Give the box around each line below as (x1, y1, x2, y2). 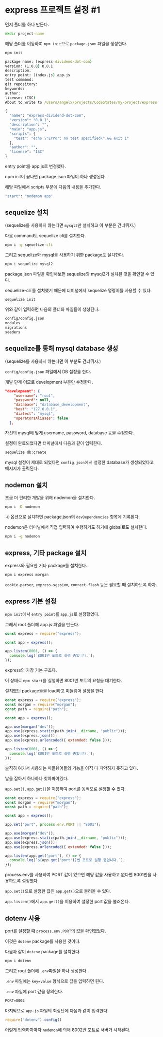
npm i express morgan (5, 572, 49, 577)
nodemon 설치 (5, 481, 48, 489)
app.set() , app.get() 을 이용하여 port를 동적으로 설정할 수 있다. (5, 786, 126, 792)
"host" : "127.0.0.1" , (14, 407, 57, 412)
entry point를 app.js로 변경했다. (5, 164, 66, 169)
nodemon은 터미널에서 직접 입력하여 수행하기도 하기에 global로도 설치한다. (5, 524, 148, 530)
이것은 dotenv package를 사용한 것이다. (5, 938, 81, 944)
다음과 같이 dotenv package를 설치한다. (5, 948, 81, 954)
